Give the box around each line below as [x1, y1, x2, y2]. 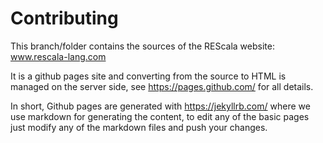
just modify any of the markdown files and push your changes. [10, 121, 268, 133]
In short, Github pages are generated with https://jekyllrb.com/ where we [10, 100, 311, 112]
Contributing [10, 7, 119, 30]
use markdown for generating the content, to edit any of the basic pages [10, 110, 310, 122]
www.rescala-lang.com [10, 50, 107, 62]
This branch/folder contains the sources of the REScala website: [10, 40, 275, 52]
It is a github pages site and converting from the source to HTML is [10, 70, 287, 82]
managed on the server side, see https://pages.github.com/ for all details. [10, 80, 314, 92]
